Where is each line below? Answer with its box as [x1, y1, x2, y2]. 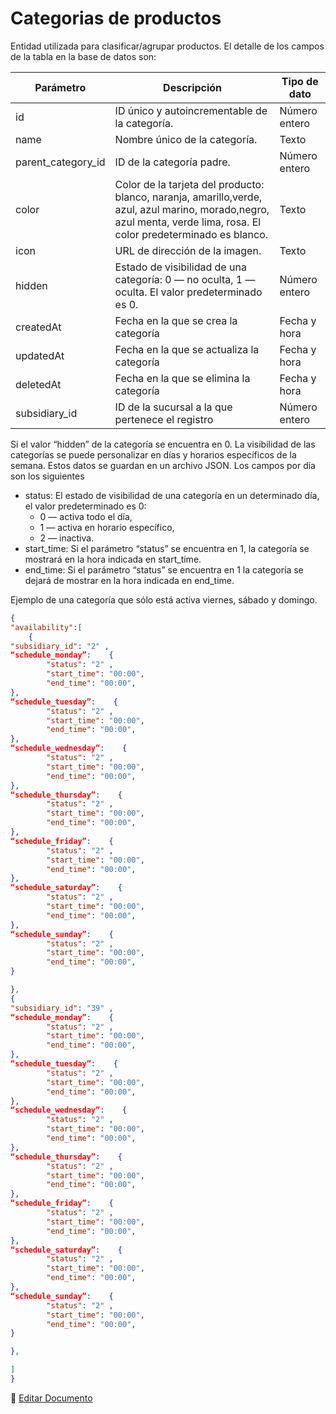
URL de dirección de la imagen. [114, 243, 262, 257]
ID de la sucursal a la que [114, 400, 233, 414]
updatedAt [15, 348, 65, 362]
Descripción [163, 80, 223, 94]
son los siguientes [10, 470, 85, 482]
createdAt [15, 320, 62, 334]
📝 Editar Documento [10, 1392, 93, 1404]
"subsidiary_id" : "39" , [10, 1003, 114, 1013]
